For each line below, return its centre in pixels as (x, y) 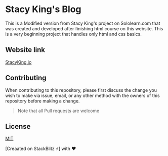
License (18, 126)
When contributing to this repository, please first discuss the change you (81, 90)
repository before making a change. (43, 101)
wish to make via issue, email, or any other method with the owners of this (83, 95)
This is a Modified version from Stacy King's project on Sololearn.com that (83, 23)
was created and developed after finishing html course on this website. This (84, 28)
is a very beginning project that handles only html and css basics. (73, 34)
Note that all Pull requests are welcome (58, 111)
